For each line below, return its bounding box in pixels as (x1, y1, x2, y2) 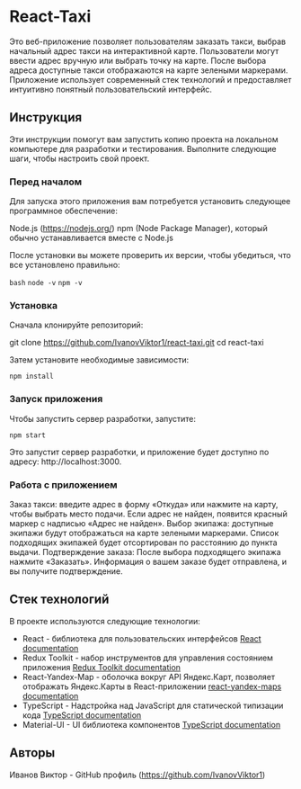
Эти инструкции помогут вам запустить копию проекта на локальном (9, 133, 279, 145)
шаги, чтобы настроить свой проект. (9, 153, 150, 164)
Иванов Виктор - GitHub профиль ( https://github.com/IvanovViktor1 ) (9, 769, 266, 780)
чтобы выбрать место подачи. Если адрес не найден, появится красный (9, 508, 288, 519)
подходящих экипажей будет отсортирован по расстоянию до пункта (9, 537, 278, 548)
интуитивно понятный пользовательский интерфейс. (9, 84, 213, 94)
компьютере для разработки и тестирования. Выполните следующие (9, 143, 277, 154)
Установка (9, 299, 58, 311)
